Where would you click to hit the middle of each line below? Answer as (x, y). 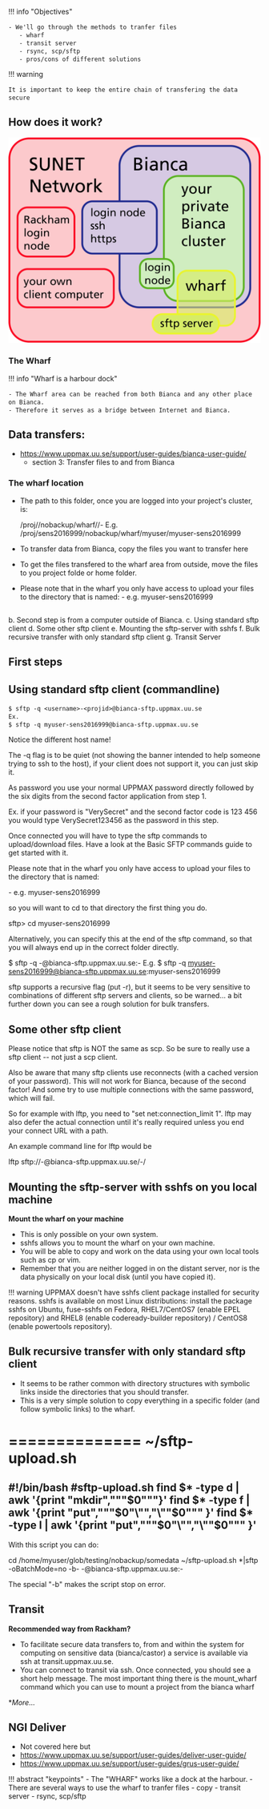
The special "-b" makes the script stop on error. (87, 1584)
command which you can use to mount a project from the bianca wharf (137, 1686)
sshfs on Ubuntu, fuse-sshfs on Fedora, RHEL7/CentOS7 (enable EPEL (124, 1309)
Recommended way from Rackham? (70, 1629)
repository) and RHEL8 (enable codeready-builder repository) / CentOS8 (128, 1318)
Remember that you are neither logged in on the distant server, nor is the (140, 1268)
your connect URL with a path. (58, 1131)
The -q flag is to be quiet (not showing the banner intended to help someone (134, 755)
